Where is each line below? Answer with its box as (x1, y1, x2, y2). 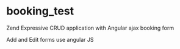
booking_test (6, 4, 74, 18)
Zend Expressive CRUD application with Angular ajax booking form (6, 24, 175, 31)
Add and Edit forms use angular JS (6, 36, 94, 43)
